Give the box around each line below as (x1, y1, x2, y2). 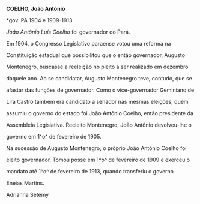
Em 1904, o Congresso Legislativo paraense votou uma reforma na (6, 40, 171, 47)
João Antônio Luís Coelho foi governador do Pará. (6, 28, 130, 35)
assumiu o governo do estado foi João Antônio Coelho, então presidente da (6, 110, 194, 116)
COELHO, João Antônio (6, 5, 65, 12)
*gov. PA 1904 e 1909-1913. (6, 17, 74, 23)
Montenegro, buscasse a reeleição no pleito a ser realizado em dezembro (6, 63, 189, 70)
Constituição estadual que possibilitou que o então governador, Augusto (6, 52, 185, 59)
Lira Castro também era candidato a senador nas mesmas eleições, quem (6, 98, 189, 105)
